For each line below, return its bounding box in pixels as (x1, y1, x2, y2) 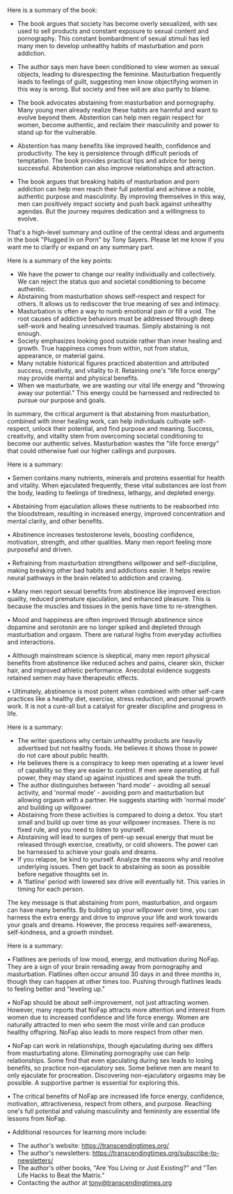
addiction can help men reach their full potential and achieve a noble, (17, 185, 216, 193)
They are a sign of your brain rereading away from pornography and (7, 963, 203, 971)
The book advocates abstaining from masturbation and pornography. (17, 98, 216, 107)
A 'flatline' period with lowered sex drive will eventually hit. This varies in (17, 878, 226, 885)
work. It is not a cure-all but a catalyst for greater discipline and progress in (7, 702, 223, 710)
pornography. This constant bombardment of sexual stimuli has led (17, 34, 210, 43)
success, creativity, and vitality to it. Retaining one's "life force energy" (17, 367, 221, 374)
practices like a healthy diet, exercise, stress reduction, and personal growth (7, 695, 226, 702)
